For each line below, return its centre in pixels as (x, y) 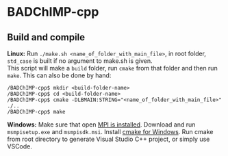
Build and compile (46, 37)
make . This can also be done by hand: (59, 75)
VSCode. (20, 146)
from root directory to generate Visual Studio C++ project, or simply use (109, 139)
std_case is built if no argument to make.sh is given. (80, 61)
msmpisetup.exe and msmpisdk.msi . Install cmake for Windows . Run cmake (110, 132)
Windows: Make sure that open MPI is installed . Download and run (101, 125)
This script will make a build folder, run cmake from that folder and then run (112, 68)
